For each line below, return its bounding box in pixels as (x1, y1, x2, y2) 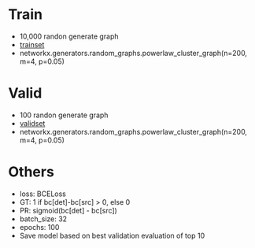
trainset (19, 39, 45, 49)
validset (19, 118, 46, 128)
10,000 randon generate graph (19, 31, 120, 41)
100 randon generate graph (19, 110, 109, 120)
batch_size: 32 (19, 214, 68, 224)
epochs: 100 (19, 222, 60, 231)
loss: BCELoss (19, 189, 67, 198)
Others (8, 163, 55, 181)
